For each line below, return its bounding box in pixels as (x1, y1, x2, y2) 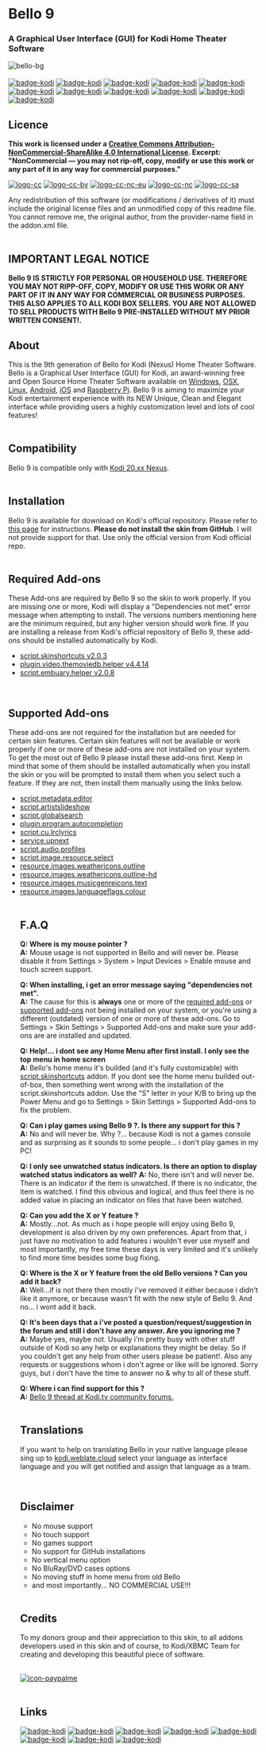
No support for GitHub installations (31, 1546, 145, 1556)
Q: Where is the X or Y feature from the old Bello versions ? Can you (19, 1268, 248, 1277)
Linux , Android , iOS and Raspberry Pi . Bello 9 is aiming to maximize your (8, 385, 245, 394)
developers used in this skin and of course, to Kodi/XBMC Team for (19, 1641, 241, 1651)
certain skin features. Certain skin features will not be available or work (8, 736, 241, 746)
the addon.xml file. (8, 220, 70, 231)
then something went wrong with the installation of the (45, 1079, 224, 1090)
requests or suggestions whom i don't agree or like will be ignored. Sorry (19, 1359, 259, 1369)
